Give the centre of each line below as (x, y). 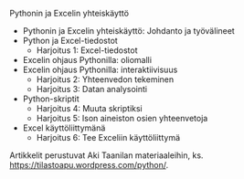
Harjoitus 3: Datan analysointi (92, 89)
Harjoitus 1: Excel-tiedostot (87, 50)
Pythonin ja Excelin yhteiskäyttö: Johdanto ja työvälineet (128, 31)
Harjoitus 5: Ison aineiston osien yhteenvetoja (122, 118)
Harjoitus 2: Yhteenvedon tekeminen (105, 79)
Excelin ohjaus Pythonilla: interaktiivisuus (100, 69)
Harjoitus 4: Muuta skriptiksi (90, 108)
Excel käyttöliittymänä (64, 128)
